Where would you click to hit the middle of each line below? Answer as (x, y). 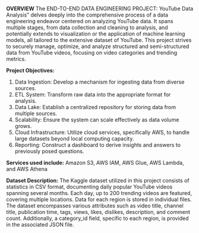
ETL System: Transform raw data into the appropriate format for (93, 95)
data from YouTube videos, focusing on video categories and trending (92, 52)
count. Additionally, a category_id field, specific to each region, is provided (97, 218)
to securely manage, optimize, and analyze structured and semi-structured (98, 46)
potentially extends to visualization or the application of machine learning (96, 34)
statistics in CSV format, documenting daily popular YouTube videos (89, 187)
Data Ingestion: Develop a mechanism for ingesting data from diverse (99, 82)
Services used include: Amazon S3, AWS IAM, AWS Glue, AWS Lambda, (95, 163)
